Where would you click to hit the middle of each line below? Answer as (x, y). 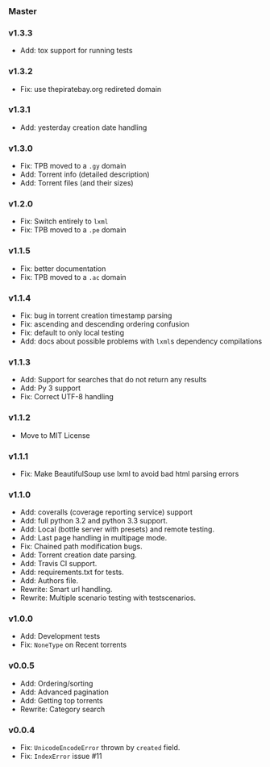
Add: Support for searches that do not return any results (113, 380)
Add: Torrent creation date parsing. (78, 555)
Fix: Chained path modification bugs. (81, 547)
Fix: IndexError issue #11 (61, 757)
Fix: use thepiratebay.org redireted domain (91, 89)
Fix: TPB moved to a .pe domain (73, 230)
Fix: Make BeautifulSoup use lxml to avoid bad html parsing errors (129, 473)
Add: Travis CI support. (58, 564)
